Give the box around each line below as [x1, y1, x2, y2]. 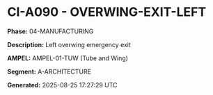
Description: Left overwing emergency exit [7, 40, 131, 49]
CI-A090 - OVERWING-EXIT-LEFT [7, 4, 207, 20]
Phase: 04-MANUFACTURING [7, 27, 94, 35]
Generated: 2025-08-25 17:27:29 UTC [7, 80, 118, 89]
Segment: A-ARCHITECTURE [7, 67, 92, 76]
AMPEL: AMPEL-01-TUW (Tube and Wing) [7, 53, 129, 62]
